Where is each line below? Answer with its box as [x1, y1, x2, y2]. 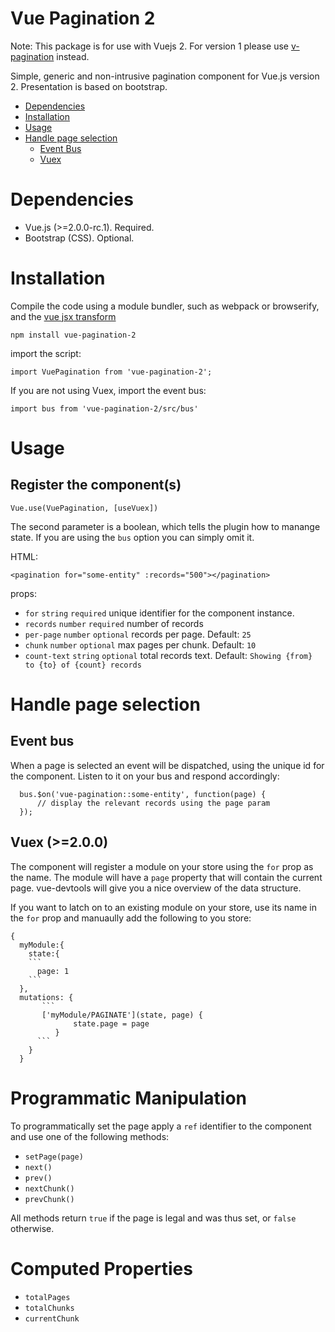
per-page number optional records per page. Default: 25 [24, 628, 252, 640]
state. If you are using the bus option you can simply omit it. [10, 531, 255, 543]
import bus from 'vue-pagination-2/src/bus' [10, 403, 199, 414]
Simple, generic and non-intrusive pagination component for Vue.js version [10, 70, 320, 82]
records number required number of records [24, 617, 204, 629]
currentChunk [24, 1313, 80, 1324]
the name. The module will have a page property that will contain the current [10, 871, 323, 883]
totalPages [24, 1292, 71, 1302]
